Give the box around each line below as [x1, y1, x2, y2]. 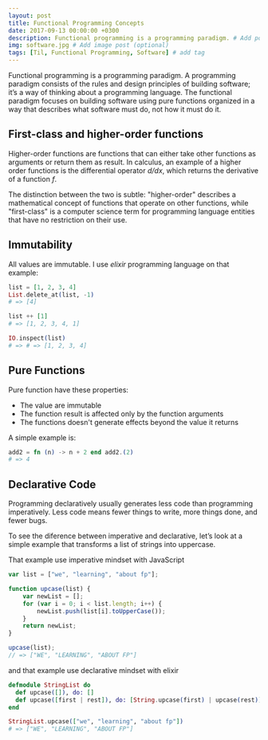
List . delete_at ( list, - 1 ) [8, 290, 94, 299]
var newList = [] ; [22, 592, 84, 600]
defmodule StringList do [8, 681, 91, 689]
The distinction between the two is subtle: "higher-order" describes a [8, 189, 237, 199]
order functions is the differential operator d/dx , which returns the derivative [8, 165, 259, 175]
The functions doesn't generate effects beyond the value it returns [19, 417, 239, 427]
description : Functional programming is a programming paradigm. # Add [8, 33, 251, 42]
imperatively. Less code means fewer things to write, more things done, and [8, 507, 258, 517]
